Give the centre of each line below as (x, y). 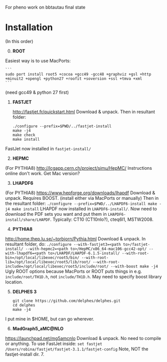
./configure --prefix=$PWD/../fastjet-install (62, 126)
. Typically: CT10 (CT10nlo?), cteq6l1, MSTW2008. (102, 219)
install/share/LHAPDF (28, 220)
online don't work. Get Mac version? (43, 173)
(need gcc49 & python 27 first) (37, 92)
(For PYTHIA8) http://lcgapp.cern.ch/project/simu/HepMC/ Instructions (78, 168)
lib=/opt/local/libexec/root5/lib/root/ (48, 262)
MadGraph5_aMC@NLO (38, 328)
